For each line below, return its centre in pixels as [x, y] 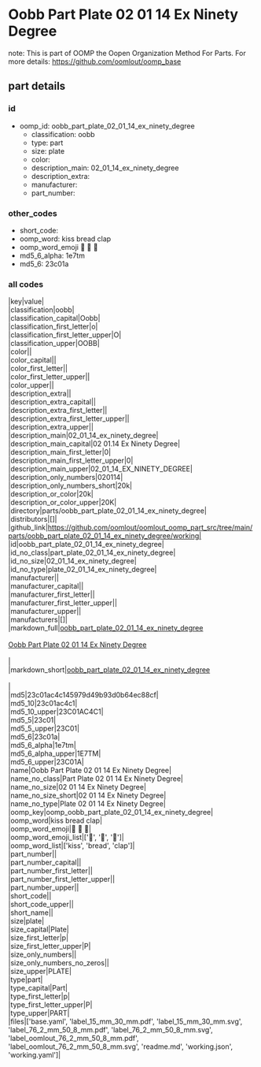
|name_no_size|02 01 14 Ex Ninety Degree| [77, 787]
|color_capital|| [32, 360]
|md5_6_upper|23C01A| [46, 762]
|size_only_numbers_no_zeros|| [59, 963]
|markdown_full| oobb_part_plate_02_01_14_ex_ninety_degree [106, 628]
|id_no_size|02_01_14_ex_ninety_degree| [73, 561]
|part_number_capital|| [45, 863]
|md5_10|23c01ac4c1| [43, 704]
